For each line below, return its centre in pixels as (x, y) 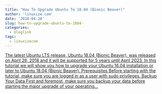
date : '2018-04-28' (25, 19)
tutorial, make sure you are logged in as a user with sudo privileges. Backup (81, 75)
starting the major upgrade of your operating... (52, 86)
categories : (17, 28)
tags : (10, 37)
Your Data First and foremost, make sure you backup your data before (75, 81)
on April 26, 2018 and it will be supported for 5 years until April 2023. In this (81, 60)
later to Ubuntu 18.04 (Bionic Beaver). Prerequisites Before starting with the (81, 71)
